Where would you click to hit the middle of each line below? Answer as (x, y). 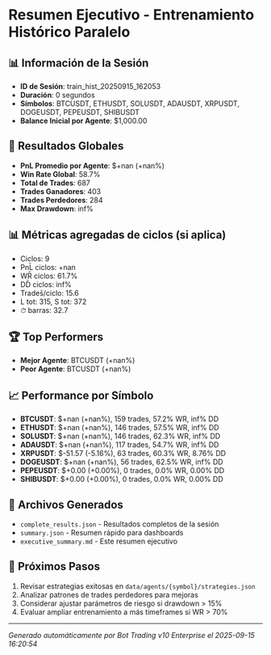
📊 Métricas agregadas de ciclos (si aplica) (117, 235)
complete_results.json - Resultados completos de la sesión (119, 524)
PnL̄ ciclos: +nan (48, 267)
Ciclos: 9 (35, 258)
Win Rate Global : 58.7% (60, 174)
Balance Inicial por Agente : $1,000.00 (83, 120)
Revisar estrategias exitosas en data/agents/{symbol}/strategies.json (138, 586)
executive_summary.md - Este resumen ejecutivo (99, 541)
